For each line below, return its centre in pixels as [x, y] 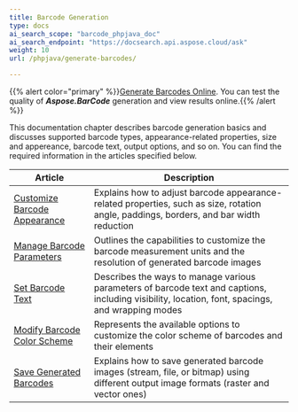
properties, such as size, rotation [193, 203]
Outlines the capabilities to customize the [180, 240]
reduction [114, 225]
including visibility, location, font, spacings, [183, 299]
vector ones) [120, 394]
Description [189, 178]
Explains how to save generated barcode [179, 361]
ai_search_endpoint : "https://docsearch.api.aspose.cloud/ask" [129, 42]
